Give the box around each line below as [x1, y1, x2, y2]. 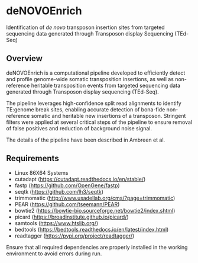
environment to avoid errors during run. [6, 250, 102, 257]
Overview [6, 53, 43, 63]
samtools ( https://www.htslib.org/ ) [14, 219, 99, 226]
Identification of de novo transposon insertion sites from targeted [6, 24, 165, 31]
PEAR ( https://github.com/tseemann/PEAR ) [14, 200, 120, 208]
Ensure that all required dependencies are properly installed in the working [6, 243, 188, 251]
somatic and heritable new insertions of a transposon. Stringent [31, 112, 186, 119]
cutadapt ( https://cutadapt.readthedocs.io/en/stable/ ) [14, 175, 146, 182]
